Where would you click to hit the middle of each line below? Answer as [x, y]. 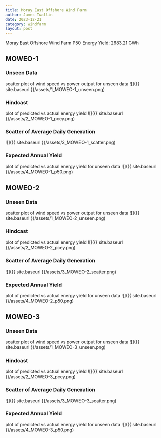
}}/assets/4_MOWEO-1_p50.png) [39, 172]
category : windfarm [26, 24]
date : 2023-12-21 [23, 19]
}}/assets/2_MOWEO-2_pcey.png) [41, 247]
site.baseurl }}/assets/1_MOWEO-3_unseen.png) [55, 347]
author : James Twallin [29, 15]
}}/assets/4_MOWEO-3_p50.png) [40, 430]
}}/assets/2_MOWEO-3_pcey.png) [41, 377]
